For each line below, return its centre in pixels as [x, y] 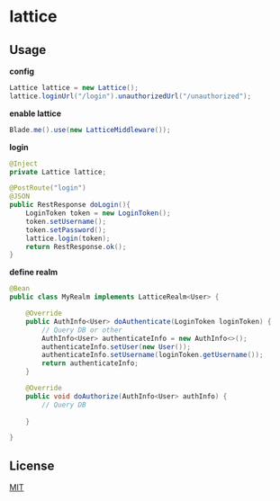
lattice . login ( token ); [68, 238]
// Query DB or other [82, 330]
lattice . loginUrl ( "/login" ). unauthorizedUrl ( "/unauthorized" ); [131, 96]
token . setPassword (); [66, 230]
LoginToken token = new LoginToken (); [98, 213]
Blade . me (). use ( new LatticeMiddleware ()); [90, 130]
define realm [34, 273]
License [32, 465]
